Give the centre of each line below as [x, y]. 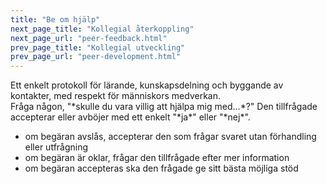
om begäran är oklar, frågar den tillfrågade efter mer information [157, 158]
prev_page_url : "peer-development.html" [96, 57]
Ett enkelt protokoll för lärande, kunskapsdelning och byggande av [147, 85]
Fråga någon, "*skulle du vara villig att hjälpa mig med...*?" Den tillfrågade [164, 107]
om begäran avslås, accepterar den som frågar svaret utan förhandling [170, 137]
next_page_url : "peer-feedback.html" [89, 38]
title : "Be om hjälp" [55, 19]
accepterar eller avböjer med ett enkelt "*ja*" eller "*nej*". [130, 117]
